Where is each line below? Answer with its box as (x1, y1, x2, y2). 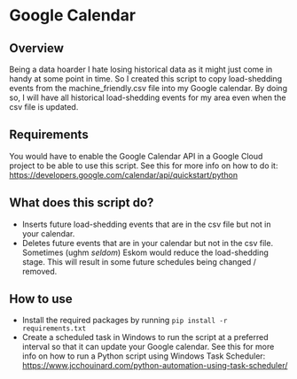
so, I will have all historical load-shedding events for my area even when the (9, 92, 286, 103)
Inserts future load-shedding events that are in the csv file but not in (21, 219, 272, 229)
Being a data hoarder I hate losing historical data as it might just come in (9, 64, 273, 74)
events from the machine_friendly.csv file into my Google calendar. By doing (9, 83, 288, 93)
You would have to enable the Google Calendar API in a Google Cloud (9, 151, 263, 161)
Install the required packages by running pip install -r (21, 315, 228, 326)
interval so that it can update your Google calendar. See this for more (21, 342, 275, 352)
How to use (9, 291, 73, 306)
